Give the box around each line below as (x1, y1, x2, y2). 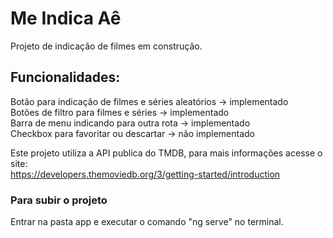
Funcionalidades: (10, 69, 121, 86)
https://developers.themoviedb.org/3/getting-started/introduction (10, 168, 281, 180)
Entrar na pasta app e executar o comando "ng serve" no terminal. (10, 216, 284, 228)
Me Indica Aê (10, 7, 122, 30)
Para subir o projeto (10, 193, 108, 207)
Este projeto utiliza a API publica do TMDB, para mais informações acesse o (10, 147, 323, 159)
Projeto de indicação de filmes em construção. (10, 40, 203, 52)
